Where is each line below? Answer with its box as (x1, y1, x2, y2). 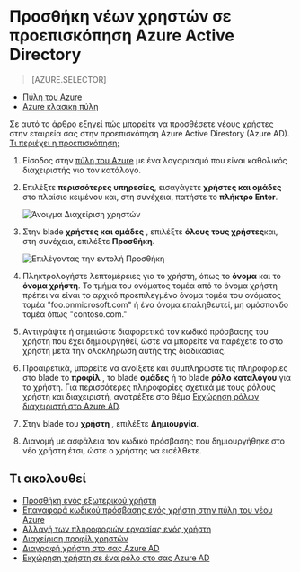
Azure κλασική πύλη (22, 101, 99, 111)
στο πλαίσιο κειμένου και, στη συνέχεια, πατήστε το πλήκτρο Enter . (22, 191, 278, 202)
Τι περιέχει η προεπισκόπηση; (9, 137, 120, 148)
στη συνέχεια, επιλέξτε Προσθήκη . (22, 235, 155, 246)
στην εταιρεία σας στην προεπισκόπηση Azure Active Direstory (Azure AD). (9, 128, 290, 138)
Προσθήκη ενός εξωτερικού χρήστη (22, 495, 157, 506)
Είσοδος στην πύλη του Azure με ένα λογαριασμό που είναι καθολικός (22, 154, 287, 165)
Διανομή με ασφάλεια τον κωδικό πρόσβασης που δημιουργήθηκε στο (22, 436, 286, 446)
